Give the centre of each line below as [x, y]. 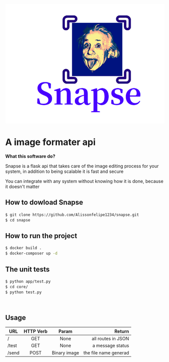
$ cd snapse [18, 220]
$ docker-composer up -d [31, 254]
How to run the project [41, 236]
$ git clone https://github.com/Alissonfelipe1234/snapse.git [72, 215]
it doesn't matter [22, 187]
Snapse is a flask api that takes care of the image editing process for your [82, 166]
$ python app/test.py [28, 282]
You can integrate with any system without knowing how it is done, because [84, 182]
